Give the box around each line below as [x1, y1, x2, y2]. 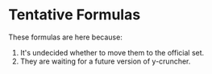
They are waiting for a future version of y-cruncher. [19, 56, 191, 66]
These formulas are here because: [8, 32, 123, 42]
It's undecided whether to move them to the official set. [19, 47, 205, 57]
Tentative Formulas [8, 6, 141, 24]
